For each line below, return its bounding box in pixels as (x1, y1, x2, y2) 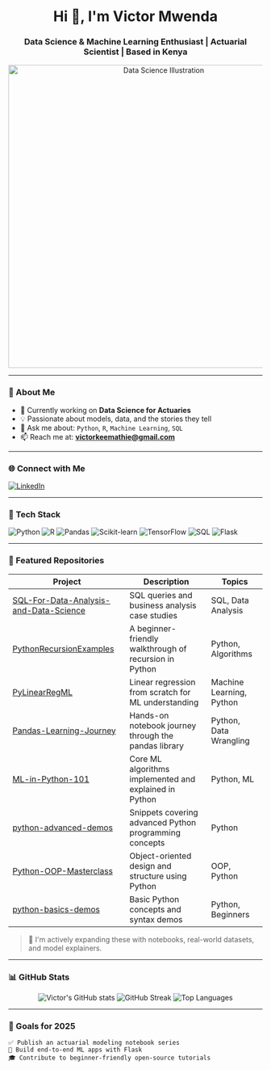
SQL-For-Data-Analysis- (12, 594, 111, 605)
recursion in (129, 653, 175, 664)
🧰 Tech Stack (8, 509, 61, 520)
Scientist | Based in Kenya (83, 46, 188, 57)
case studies (129, 609, 178, 621)
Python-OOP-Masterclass (12, 865, 113, 876)
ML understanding (129, 697, 199, 708)
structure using (129, 870, 187, 882)
